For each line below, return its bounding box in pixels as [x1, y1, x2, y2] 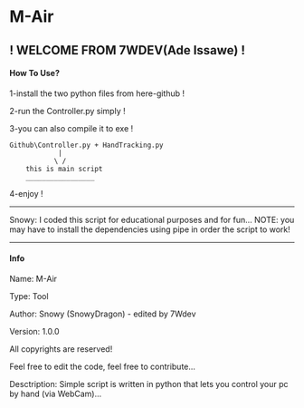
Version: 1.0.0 [9, 325, 61, 336]
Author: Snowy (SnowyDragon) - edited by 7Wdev [9, 308, 196, 319]
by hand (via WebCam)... [9, 388, 102, 399]
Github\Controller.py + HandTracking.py [9, 141, 165, 150]
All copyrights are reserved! [9, 343, 113, 355]
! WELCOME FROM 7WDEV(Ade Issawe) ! [9, 43, 246, 58]
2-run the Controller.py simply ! [9, 105, 126, 116]
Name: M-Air [9, 273, 57, 284]
